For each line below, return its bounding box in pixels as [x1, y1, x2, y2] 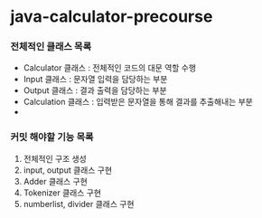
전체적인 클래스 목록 [10, 41, 92, 53]
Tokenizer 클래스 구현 [23, 187, 102, 198]
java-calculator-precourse [10, 6, 213, 27]
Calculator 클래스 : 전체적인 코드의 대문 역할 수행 [23, 62, 197, 73]
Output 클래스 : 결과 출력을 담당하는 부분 [23, 85, 167, 96]
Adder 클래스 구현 [23, 175, 89, 186]
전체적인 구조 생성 [23, 153, 87, 164]
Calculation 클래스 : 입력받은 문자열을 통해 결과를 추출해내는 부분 [23, 97, 254, 108]
